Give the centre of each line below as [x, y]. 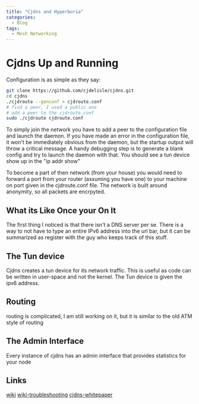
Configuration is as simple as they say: [53, 80]
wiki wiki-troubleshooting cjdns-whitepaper [59, 395]
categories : [21, 17]
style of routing [25, 322]
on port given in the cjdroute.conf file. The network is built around [87, 186]
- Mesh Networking [34, 34]
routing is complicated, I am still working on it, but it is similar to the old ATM [99, 316]
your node [19, 362]
